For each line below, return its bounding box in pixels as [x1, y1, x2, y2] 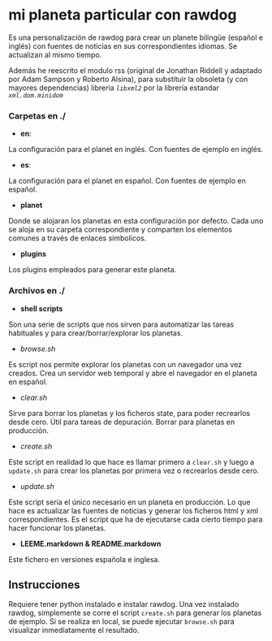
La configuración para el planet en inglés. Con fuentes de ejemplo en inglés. [8, 145, 264, 154]
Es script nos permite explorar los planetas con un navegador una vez [8, 359, 242, 369]
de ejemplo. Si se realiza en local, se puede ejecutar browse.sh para [8, 617, 235, 626]
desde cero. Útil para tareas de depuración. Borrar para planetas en [8, 417, 235, 427]
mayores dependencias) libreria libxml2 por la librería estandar [8, 83, 219, 93]
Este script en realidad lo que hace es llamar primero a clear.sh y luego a [8, 457, 254, 466]
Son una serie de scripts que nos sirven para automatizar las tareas [8, 319, 234, 329]
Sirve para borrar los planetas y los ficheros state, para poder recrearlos [8, 408, 250, 418]
